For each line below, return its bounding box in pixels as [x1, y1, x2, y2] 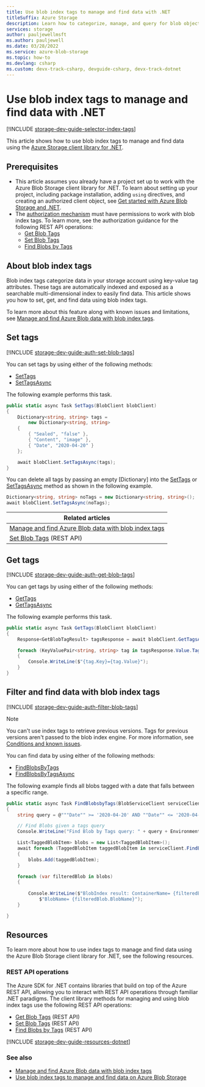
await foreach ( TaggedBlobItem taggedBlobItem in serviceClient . [17, 845, 187, 851]
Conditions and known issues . [6, 740, 82, 747]
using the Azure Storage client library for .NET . [6, 144, 124, 151]
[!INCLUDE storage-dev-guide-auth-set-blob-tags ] [6, 348, 135, 356]
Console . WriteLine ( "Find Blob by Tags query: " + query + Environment [17, 829, 201, 835]
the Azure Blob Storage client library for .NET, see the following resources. [6, 952, 194, 960]
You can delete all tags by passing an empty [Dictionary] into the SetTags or [6, 476, 198, 484]
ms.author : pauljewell [6, 37, 64, 43]
